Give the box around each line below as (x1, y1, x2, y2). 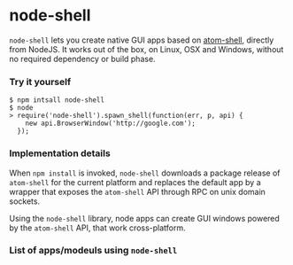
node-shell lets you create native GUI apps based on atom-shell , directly (9, 35, 274, 45)
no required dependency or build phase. (9, 53, 157, 64)
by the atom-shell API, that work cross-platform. (9, 222, 186, 233)
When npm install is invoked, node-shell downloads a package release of (9, 168, 281, 178)
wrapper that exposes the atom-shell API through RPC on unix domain (9, 186, 266, 197)
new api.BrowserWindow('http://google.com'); (25, 119, 197, 129)
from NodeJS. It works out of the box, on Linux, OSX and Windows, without (9, 43, 284, 54)
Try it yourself (9, 75, 72, 88)
